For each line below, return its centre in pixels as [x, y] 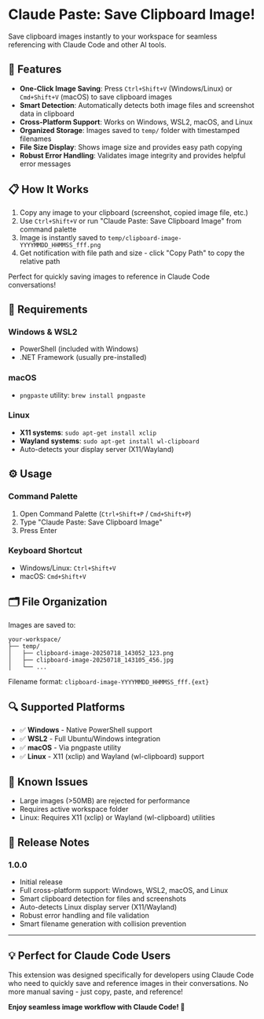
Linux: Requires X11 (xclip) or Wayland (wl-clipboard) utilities [117, 817]
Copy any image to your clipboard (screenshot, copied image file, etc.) [134, 212]
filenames [35, 139]
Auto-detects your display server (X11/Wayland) [97, 449]
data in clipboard [47, 113]
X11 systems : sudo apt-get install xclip [88, 432]
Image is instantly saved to [62, 237]
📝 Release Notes [49, 842]
